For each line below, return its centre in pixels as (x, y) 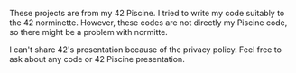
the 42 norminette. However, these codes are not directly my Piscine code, (148, 23)
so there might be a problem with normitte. (89, 32)
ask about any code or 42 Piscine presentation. (97, 59)
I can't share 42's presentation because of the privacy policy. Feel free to (146, 50)
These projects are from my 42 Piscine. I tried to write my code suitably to (147, 13)
